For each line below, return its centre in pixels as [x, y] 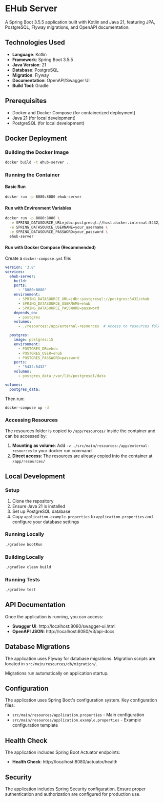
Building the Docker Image [37, 152]
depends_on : [26, 313]
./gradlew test [20, 590]
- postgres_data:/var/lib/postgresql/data [62, 376]
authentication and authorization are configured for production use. [73, 794]
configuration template [35, 725]
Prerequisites [26, 101]
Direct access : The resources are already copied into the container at [82, 456]
